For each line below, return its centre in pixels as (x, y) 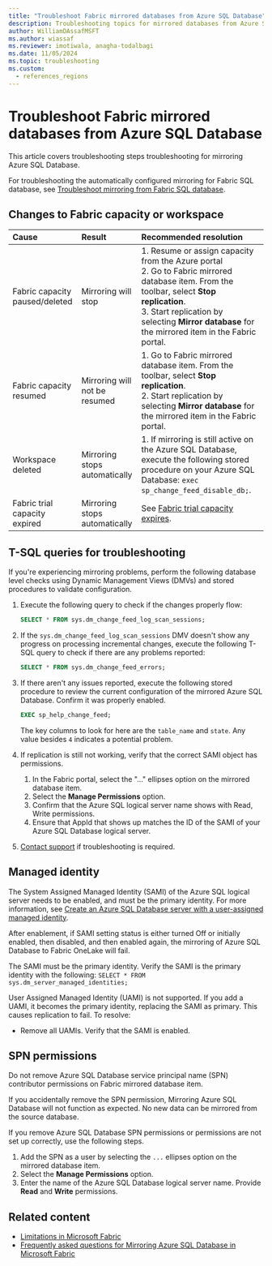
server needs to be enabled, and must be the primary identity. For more (127, 900)
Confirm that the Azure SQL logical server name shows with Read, (142, 805)
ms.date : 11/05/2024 (43, 54)
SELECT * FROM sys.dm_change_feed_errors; (93, 667)
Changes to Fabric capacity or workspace (116, 215)
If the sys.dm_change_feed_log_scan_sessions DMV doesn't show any (135, 635)
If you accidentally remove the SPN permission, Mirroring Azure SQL (123, 1100)
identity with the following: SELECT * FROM (77, 975)
